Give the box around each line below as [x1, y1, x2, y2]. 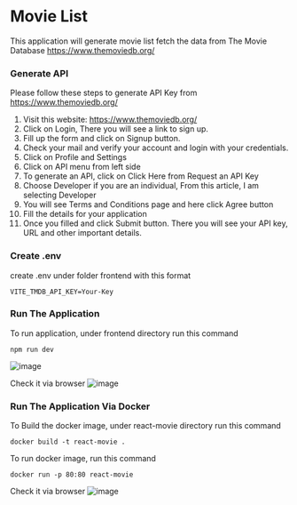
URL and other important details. [22, 228, 143, 238]
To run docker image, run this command [10, 453, 156, 464]
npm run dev [10, 345, 54, 354]
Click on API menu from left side [22, 162, 141, 172]
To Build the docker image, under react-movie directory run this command [10, 421, 282, 431]
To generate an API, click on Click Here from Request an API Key [22, 171, 260, 181]
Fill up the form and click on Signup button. [22, 133, 181, 144]
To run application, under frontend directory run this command [10, 327, 238, 339]
